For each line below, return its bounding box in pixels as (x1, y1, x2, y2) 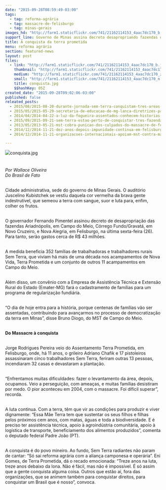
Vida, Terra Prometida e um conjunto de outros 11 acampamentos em (5, 259, 146, 265)
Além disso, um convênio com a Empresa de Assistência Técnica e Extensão (5, 279, 161, 285)
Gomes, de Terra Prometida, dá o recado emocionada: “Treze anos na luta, (5, 458, 158, 464)
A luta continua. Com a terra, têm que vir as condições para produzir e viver (5, 406, 160, 412)
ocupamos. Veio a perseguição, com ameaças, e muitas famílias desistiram (5, 380, 158, 387)
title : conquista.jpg (14, 81, 58, 86)
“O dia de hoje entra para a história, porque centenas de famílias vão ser (5, 305, 153, 310)
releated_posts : (5, 100, 39, 105)
